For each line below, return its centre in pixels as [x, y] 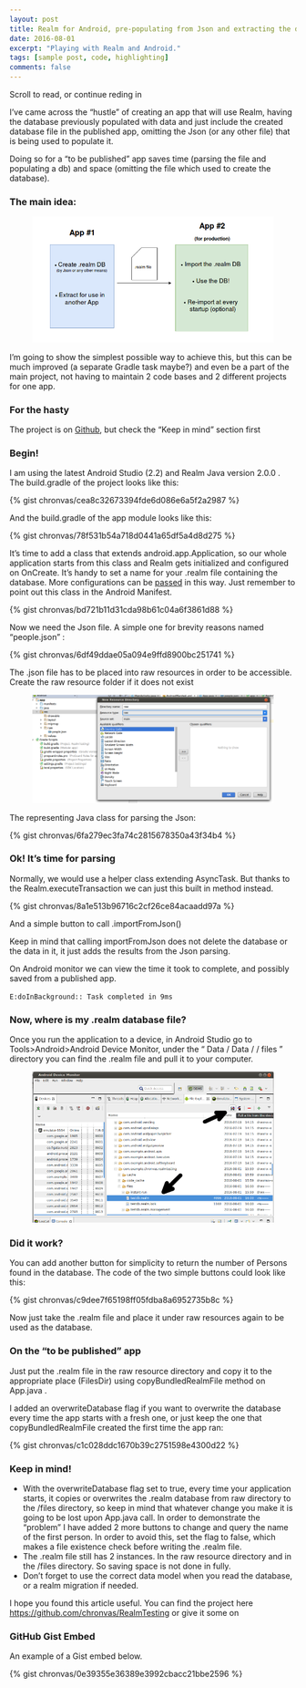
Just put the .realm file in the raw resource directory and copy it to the [141, 1371]
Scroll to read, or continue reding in [76, 94]
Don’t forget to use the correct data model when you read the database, [158, 1576]
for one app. [33, 386]
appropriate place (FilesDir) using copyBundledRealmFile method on [138, 1381]
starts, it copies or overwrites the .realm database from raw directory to [157, 1498]
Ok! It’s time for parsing [62, 859]
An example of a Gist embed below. [76, 1656]
